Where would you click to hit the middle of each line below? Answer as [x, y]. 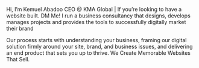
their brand [20, 28]
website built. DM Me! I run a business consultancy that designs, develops [99, 16]
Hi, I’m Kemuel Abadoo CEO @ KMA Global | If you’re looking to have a [94, 9]
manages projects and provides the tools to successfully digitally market [96, 22]
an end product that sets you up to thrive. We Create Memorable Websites [99, 53]
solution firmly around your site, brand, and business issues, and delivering [99, 46]
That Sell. [18, 59]
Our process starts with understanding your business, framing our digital [96, 40]
